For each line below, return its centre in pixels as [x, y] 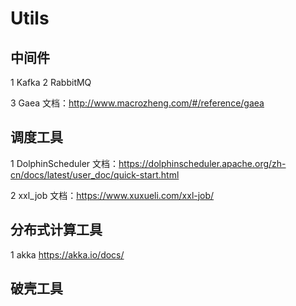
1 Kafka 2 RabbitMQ [51, 82]
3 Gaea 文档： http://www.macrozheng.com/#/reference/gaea [137, 103]
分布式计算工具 [56, 230]
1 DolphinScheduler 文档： [65, 163]
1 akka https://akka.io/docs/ [67, 254]
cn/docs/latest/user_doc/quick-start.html [95, 174]
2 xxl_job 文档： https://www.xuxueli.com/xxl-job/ [112, 195]
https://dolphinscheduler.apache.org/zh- [202, 163]
